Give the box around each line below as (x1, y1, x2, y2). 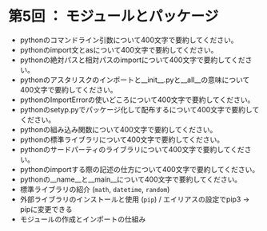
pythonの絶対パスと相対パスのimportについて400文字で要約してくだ (19, 55, 245, 65)
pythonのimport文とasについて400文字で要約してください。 (19, 45, 218, 54)
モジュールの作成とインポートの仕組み (19, 214, 146, 224)
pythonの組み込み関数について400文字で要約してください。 (19, 124, 217, 134)
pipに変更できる (19, 204, 74, 213)
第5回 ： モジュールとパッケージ (8, 7, 219, 25)
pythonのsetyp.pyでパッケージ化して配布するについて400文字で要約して (19, 104, 260, 114)
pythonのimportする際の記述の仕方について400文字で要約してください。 (19, 164, 260, 174)
